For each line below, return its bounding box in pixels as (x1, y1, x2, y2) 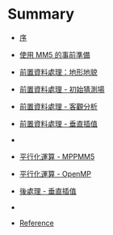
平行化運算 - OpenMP (19, 169, 92, 178)
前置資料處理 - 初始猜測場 (19, 84, 106, 94)
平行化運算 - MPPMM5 (19, 152, 95, 161)
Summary (7, 5, 74, 23)
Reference (19, 218, 54, 228)
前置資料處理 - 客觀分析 (19, 101, 98, 111)
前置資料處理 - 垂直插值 (19, 118, 98, 128)
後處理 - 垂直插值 (19, 186, 77, 195)
